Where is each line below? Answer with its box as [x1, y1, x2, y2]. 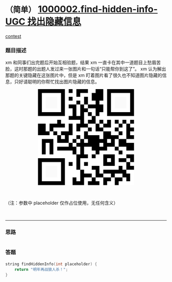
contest [5, 33, 21, 39]
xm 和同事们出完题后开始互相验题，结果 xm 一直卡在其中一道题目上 [5, 59, 147, 66]
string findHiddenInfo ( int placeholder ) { [5, 262, 97, 267]
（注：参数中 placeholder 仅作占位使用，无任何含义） [5, 200, 118, 206]
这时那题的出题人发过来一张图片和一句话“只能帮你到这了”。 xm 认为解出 [14, 66, 166, 72]
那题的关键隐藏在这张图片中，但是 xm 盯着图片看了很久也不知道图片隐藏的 [5, 72, 162, 78]
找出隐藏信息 [27, 16, 81, 28]
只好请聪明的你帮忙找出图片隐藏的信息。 [14, 79, 100, 85]
